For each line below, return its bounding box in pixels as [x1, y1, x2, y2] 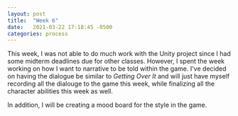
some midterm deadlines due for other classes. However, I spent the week [7, 57, 225, 66]
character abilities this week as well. [7, 87, 114, 95]
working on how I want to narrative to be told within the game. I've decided [7, 64, 227, 73]
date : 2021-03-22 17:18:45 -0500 [7, 23, 113, 30]
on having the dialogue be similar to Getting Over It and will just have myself [7, 72, 229, 81]
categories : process [7, 30, 69, 37]
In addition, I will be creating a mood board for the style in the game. [7, 100, 207, 110]
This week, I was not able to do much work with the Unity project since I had [7, 50, 231, 58]
